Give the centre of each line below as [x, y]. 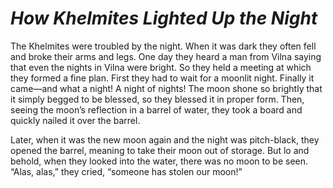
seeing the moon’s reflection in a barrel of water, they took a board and [156, 109]
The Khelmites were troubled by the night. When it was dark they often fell [163, 46]
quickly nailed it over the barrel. [75, 120]
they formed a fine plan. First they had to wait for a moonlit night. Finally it [162, 78]
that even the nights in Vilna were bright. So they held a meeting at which [161, 67]
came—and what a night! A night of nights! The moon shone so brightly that [166, 88]
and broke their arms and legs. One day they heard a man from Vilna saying [166, 56]
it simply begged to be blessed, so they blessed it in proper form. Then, [157, 99]
